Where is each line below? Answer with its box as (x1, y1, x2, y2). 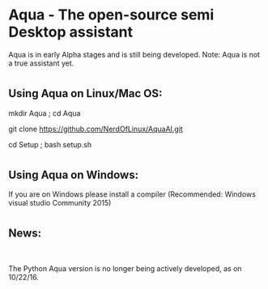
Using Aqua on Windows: (8, 168, 139, 181)
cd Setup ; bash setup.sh (8, 139, 92, 149)
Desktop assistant (8, 23, 134, 41)
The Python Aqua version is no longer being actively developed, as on (8, 263, 242, 273)
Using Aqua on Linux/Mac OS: (8, 87, 163, 100)
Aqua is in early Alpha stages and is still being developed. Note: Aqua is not (8, 49, 261, 59)
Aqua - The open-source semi (8, 6, 215, 24)
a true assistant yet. (8, 58, 74, 68)
